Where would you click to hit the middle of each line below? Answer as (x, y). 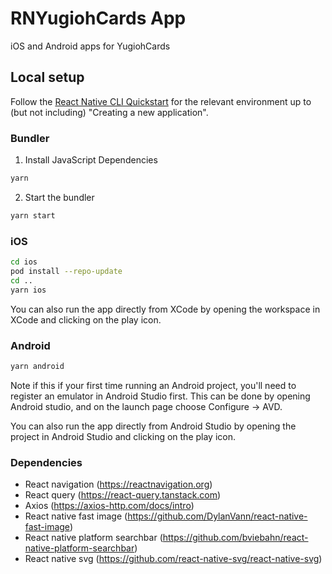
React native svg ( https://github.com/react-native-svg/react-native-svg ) (173, 559)
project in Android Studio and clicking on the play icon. (123, 436)
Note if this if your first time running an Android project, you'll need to (153, 385)
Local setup (47, 77)
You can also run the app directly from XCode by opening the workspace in (165, 309)
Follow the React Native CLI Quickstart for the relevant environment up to (161, 101)
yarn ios (28, 290)
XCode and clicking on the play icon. (86, 319)
